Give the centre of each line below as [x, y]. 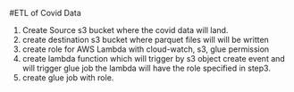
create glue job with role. [68, 78]
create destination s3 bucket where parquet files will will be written [146, 40]
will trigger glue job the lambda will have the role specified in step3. [146, 68]
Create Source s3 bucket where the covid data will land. [125, 30]
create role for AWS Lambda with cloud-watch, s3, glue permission [146, 49]
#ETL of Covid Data [46, 13]
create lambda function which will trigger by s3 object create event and [154, 59]
